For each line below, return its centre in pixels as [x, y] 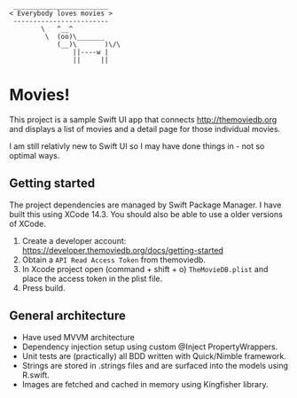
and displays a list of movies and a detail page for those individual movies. [145, 129]
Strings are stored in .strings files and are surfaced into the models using [155, 365]
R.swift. [36, 375]
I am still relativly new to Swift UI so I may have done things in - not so [137, 146]
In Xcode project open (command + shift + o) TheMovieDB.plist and [145, 269]
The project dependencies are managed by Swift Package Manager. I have [145, 205]
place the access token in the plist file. [92, 278]
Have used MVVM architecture [78, 337]
